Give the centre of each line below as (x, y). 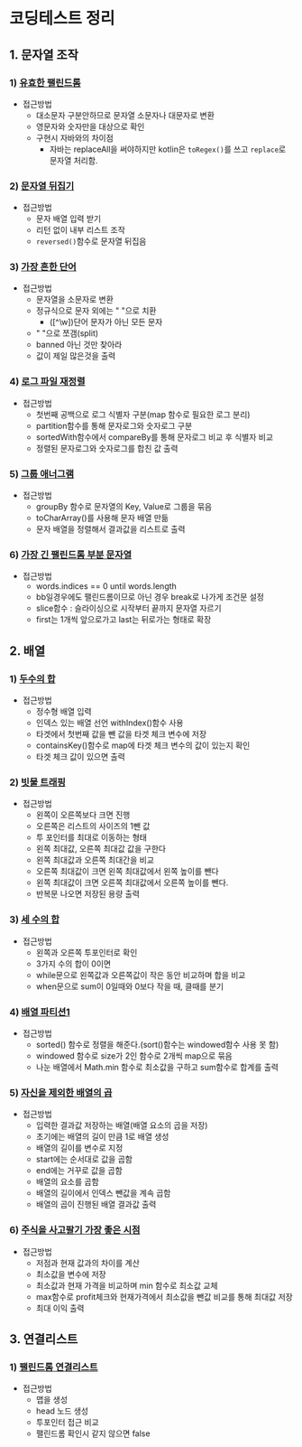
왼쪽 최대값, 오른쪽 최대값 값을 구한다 (101, 849)
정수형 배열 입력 (64, 712)
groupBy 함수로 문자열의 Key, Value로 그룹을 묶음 (124, 507)
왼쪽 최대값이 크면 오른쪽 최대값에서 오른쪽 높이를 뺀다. (132, 882)
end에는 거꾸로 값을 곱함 (79, 1171)
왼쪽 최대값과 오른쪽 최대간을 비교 (95, 860)
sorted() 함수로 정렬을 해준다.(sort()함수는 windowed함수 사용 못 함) (157, 1044)
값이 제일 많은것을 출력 (76, 356)
